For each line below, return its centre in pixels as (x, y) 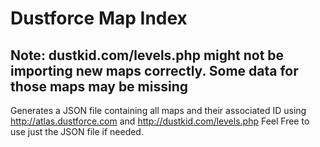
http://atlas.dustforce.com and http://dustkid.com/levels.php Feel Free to (160, 121)
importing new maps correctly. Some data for (154, 70)
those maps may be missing (99, 86)
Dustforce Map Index (99, 18)
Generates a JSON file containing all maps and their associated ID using (158, 110)
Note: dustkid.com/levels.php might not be (147, 55)
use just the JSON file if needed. (77, 131)
